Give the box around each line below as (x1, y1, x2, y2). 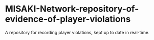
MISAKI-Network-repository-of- (5, 3, 139, 14)
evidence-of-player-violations (5, 13, 131, 25)
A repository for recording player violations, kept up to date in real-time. (5, 29, 150, 35)
